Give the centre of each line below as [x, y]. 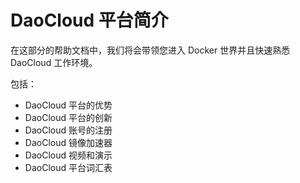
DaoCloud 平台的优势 [68, 105]
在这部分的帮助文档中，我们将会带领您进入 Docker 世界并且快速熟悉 [150, 50]
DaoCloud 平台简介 [89, 20]
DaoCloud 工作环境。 [54, 62]
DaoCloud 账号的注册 [68, 130]
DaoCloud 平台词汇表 [68, 167]
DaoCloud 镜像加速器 [68, 142]
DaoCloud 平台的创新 [68, 117]
